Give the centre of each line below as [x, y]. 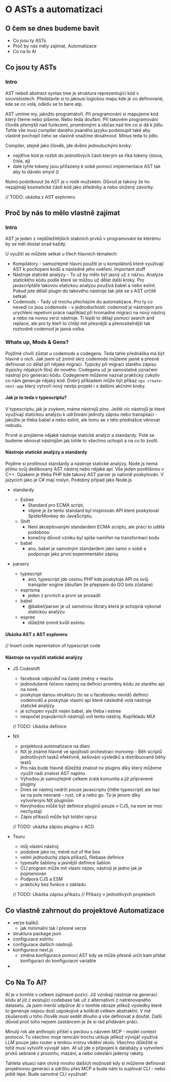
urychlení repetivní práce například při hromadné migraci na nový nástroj [89, 313]
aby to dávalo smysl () [36, 172]
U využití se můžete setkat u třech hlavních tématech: [62, 254]
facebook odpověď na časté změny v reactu [67, 678]
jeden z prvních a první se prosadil [64, 596]
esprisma [30, 590]
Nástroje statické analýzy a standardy [46, 452]
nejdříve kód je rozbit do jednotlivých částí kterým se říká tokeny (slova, [88, 155]
